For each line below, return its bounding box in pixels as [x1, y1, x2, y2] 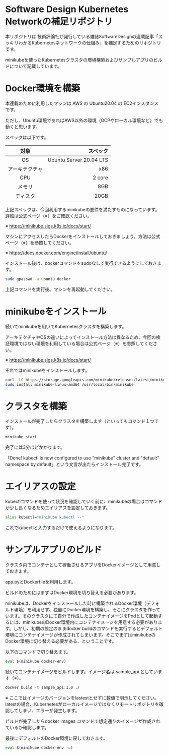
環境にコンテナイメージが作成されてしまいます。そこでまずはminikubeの [5, 632, 156, 637]
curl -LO [5, 377, 24, 382]
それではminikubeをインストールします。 [5, 367, 90, 373]
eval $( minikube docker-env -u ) [5, 745, 73, 750]
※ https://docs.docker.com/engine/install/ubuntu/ [5, 250, 107, 256]
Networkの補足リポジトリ [5, 16, 113, 27]
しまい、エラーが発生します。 [18, 707, 80, 713]
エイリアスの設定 [5, 481, 76, 492]
